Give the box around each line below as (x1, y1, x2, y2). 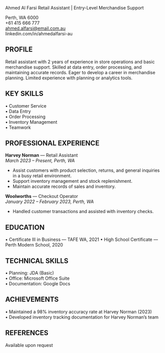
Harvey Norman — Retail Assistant (5, 152, 78, 159)
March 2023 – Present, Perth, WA (5, 158, 75, 164)
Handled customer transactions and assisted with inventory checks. (12, 209, 154, 215)
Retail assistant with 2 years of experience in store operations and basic (5, 59, 155, 65)
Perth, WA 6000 (5, 15, 39, 20)
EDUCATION (5, 223, 45, 232)
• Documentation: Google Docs (5, 281, 71, 287)
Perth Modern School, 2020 (5, 242, 63, 248)
